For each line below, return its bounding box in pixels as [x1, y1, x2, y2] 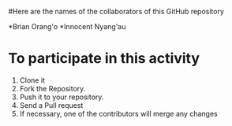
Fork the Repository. [19, 83, 86, 93]
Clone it [19, 75, 46, 85]
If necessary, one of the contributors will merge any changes [19, 109, 219, 118]
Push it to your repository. [19, 92, 104, 102]
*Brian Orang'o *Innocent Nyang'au [8, 22, 126, 31]
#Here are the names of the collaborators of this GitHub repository [8, 7, 225, 16]
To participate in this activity [8, 50, 200, 68]
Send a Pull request [19, 100, 84, 109]
